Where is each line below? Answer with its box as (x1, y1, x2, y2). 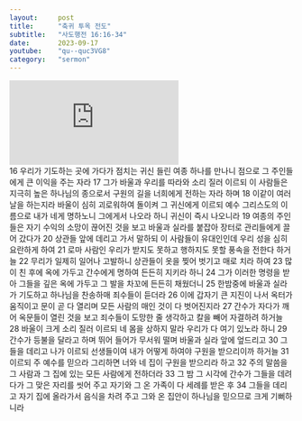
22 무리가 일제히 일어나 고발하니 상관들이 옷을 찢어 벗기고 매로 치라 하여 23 (18, 256, 283, 266)
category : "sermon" (9, 55, 91, 64)
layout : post (9, 13, 75, 23)
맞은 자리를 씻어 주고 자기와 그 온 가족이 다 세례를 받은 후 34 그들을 (35, 380, 271, 390)
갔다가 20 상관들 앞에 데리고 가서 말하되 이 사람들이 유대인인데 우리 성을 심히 (18, 233, 288, 243)
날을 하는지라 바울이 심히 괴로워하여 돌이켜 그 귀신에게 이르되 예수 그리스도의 (9, 199, 279, 210)
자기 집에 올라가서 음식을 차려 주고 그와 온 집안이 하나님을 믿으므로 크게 (18, 391, 269, 401)
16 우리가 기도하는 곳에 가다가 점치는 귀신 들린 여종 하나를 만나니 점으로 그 (9, 166, 270, 176)
